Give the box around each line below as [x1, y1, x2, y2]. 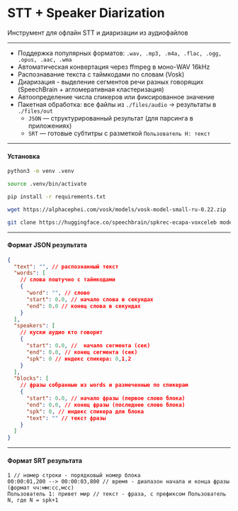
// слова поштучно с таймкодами [20, 276, 115, 283]
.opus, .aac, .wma [17, 56, 72, 63]
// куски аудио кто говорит [20, 329, 103, 336]
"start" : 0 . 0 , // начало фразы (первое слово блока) [25, 395, 186, 402]
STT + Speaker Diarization [7, 5, 165, 21]
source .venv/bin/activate [7, 181, 87, 188]
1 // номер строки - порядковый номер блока [7, 472, 141, 479]
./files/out [17, 108, 53, 115]
